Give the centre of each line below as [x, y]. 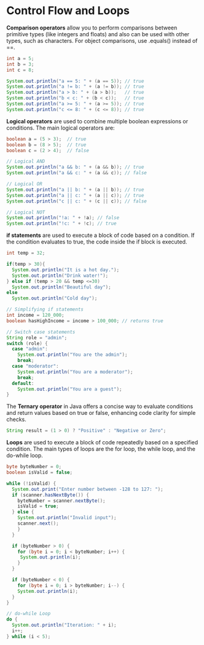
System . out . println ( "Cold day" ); [55, 298]
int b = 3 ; [20, 64]
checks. [16, 419]
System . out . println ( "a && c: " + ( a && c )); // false [77, 173]
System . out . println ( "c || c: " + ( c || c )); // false [77, 201]
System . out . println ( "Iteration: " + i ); [64, 625]
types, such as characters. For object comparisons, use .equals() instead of [102, 41]
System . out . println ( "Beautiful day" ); [62, 287]
